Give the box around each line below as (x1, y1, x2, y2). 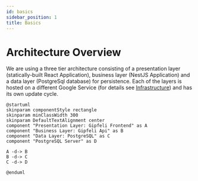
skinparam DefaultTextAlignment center (6, 117, 105, 124)
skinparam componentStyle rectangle (6, 107, 97, 113)
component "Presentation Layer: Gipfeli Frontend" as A (6, 123, 147, 129)
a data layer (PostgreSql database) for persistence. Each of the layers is (6, 78, 183, 85)
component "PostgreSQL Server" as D (6, 138, 97, 145)
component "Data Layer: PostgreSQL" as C (6, 133, 111, 139)
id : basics (6, 8, 33, 15)
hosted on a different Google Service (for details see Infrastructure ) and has (6, 84, 192, 91)
